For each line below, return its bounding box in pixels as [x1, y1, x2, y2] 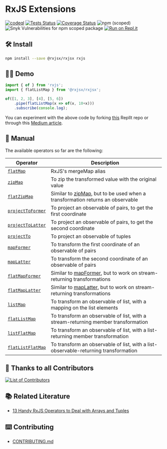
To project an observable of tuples [50, 232, 131, 239]
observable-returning [50, 347, 102, 354]
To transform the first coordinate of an [50, 241, 140, 248]
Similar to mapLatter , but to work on [50, 284, 134, 291]
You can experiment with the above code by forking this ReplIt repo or [5, 114, 149, 120]
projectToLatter [7, 222, 46, 228]
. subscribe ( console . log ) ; [14, 105, 68, 110]
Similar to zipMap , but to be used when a [50, 190, 146, 197]
